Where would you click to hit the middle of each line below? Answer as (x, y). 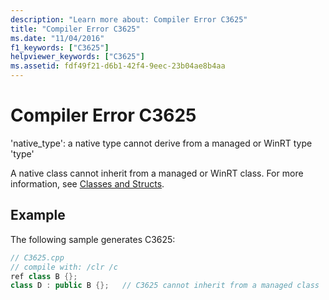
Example (38, 215)
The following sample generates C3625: (93, 239)
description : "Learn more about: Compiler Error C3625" (129, 19)
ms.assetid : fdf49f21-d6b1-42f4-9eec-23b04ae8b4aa (118, 66)
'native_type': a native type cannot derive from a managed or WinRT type (161, 143)
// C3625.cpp (37, 257)
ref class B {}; (44, 276)
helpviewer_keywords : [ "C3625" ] (77, 57)
